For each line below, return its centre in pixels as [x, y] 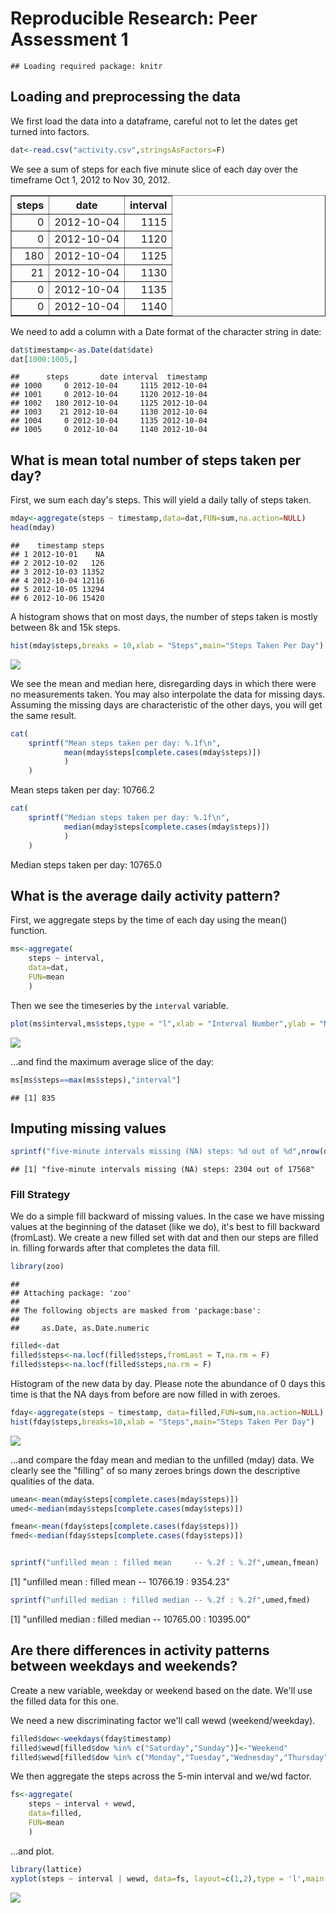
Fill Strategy [40, 1195]
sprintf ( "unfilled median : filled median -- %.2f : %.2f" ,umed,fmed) [160, 1600]
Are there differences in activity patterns [140, 1650]
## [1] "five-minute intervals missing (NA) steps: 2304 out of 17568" [162, 1170]
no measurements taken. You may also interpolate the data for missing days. [168, 694]
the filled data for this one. [64, 1701]
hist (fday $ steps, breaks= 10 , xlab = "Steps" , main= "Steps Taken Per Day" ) [162, 1422]
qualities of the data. [52, 1481]
